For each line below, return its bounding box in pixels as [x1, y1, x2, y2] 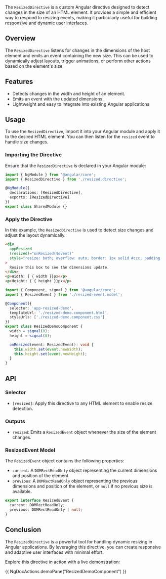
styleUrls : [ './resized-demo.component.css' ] [9, 315, 105, 320]
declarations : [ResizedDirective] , [9, 190, 83, 195]
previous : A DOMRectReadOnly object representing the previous [12, 478, 138, 484]
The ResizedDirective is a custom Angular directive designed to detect [5, 4, 150, 10]
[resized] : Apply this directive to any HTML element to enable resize [12, 400, 153, 406]
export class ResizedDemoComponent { [5, 324, 83, 329]
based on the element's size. [5, 63, 64, 69]
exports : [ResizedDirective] [9, 195, 70, 200]
